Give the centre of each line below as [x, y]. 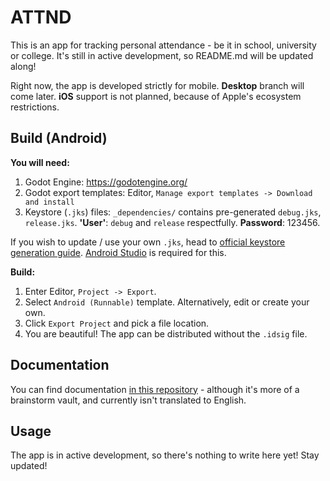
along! [23, 66]
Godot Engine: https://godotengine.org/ [106, 182]
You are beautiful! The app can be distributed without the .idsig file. [166, 333]
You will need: [40, 162]
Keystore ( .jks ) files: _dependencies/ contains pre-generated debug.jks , [173, 212]
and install [49, 202]
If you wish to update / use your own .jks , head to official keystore [148, 242]
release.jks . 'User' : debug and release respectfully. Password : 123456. [172, 222]
